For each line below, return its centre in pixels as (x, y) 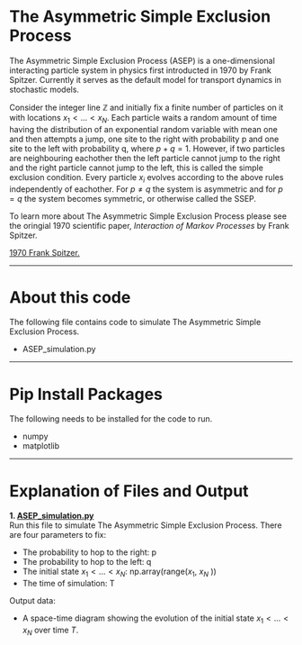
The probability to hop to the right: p (89, 552)
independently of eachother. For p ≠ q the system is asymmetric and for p (146, 189)
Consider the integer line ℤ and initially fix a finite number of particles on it (147, 107)
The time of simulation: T (68, 584)
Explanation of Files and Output (129, 491)
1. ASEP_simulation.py (52, 516)
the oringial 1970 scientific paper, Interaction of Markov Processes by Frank (149, 225)
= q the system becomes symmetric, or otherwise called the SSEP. (133, 198)
